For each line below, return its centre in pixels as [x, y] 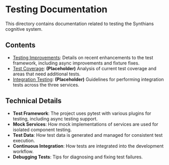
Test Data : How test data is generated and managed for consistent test [88, 135]
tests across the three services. [46, 85]
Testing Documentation [56, 9]
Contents [20, 45]
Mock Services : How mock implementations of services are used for [86, 124]
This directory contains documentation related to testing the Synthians [80, 24]
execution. [24, 140]
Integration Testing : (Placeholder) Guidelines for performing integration [88, 79]
